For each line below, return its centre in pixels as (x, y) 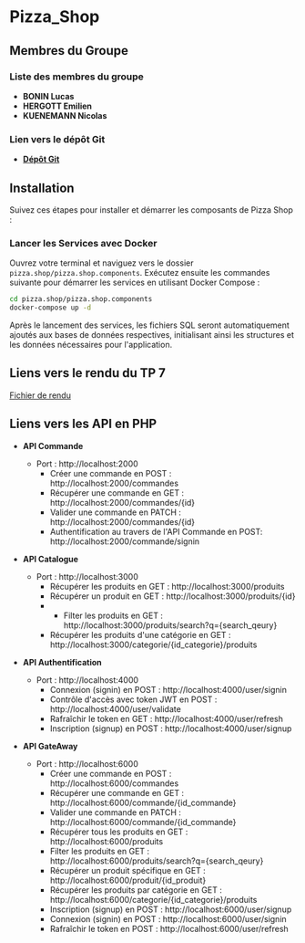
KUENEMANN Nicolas (65, 115)
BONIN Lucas (48, 96)
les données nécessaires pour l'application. (91, 345)
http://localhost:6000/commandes (114, 783)
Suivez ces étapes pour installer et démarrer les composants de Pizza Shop (151, 210)
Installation (42, 188)
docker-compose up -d (51, 308)
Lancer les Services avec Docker (83, 243)
